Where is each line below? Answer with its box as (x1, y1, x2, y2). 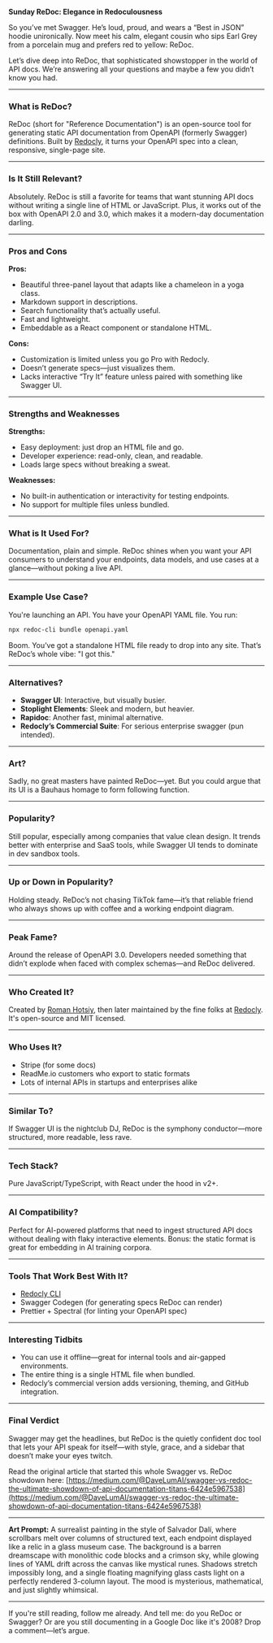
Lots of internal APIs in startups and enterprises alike (19, 1077, 197, 1087)
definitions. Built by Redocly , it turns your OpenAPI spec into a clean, (8, 137, 239, 146)
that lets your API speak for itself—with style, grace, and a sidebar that (8, 1442, 245, 1452)
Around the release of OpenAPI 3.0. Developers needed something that (8, 950, 247, 960)
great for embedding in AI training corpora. (8, 1242, 152, 1252)
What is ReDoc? (8, 101, 72, 112)
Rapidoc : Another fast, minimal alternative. (19, 712, 164, 722)
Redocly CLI (19, 1289, 61, 1298)
